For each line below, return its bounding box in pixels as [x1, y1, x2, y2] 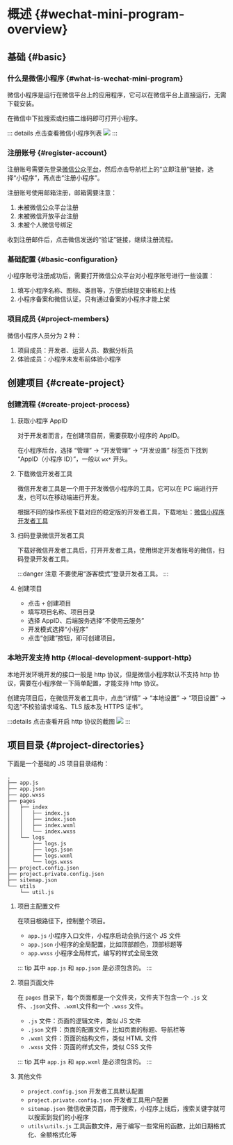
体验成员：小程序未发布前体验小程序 [17, 355, 122, 363]
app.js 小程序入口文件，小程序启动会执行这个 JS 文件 [27, 931, 182, 939]
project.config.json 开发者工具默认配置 [27, 1087, 144, 1095]
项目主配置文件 [17, 902, 61, 910]
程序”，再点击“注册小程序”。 [22, 174, 104, 182]
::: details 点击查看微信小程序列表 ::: [7, 129, 118, 137]
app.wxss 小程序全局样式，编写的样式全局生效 [27, 948, 159, 957]
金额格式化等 [40, 1130, 77, 1139]
